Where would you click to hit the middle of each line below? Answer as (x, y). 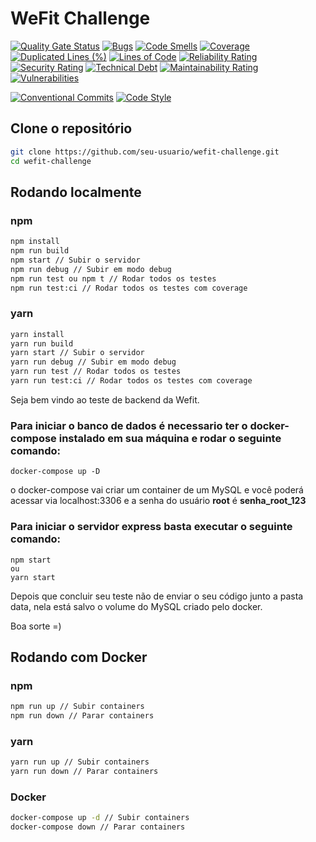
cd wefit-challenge (51, 161)
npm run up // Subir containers (77, 707)
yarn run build (42, 343)
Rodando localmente (76, 192)
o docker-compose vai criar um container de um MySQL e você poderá (157, 490)
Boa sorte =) (36, 626)
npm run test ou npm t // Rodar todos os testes (113, 278)
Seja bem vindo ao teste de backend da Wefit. (105, 399)
